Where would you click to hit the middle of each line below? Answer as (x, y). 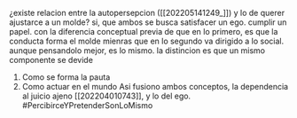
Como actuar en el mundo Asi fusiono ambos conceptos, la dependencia (155, 87)
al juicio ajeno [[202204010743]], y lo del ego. (106, 96)
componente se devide (51, 60)
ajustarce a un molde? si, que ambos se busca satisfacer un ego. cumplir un (148, 22)
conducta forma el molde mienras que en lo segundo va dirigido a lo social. (147, 41)
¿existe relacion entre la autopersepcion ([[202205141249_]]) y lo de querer (147, 13)
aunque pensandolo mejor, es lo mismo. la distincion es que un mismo (137, 51)
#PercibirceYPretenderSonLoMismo (87, 105)
